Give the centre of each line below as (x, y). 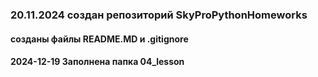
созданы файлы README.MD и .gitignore (99, 39)
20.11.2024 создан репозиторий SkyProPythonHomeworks (159, 15)
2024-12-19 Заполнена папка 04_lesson (97, 62)
